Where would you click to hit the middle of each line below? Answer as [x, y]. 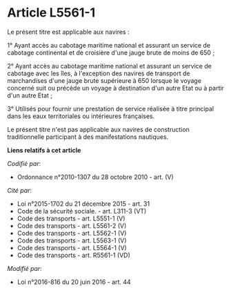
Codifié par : [24, 163]
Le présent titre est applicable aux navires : [68, 32]
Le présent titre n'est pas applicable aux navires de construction [98, 129]
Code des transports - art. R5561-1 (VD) [74, 255]
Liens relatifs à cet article [44, 150]
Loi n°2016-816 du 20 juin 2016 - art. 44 [74, 282]
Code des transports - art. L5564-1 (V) [72, 247]
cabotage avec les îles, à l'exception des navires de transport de [99, 73]
